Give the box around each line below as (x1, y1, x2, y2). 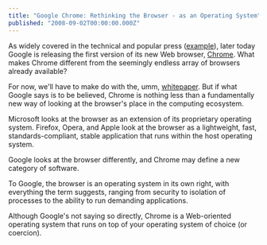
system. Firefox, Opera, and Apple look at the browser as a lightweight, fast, (8, 122, 257, 132)
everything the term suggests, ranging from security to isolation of (8, 187, 226, 196)
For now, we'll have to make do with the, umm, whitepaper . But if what (8, 81, 238, 91)
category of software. (8, 163, 79, 173)
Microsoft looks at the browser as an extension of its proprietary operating (8, 114, 252, 123)
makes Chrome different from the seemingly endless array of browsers (8, 57, 241, 68)
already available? (8, 66, 68, 76)
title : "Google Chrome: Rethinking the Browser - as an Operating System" (8, 11, 261, 20)
